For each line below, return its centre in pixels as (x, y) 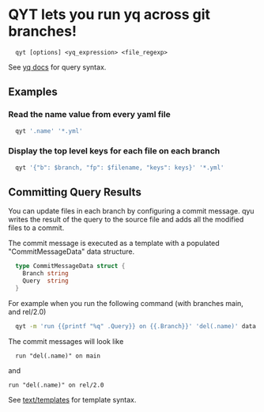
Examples (33, 92)
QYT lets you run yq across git (109, 15)
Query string (45, 281)
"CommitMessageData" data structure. (72, 251)
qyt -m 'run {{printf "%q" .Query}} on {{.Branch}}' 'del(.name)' (127, 326)
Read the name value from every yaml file (90, 115)
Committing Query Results (75, 193)
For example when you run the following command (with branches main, (126, 303)
